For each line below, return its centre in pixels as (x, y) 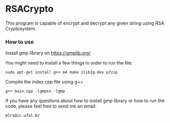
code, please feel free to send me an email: (51, 106)
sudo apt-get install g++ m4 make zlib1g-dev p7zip (61, 72)
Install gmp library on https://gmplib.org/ (48, 53)
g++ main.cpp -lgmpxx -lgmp (35, 91)
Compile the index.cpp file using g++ (44, 82)
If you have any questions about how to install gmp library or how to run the (85, 101)
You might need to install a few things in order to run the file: (69, 63)
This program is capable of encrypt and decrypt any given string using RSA (85, 23)
